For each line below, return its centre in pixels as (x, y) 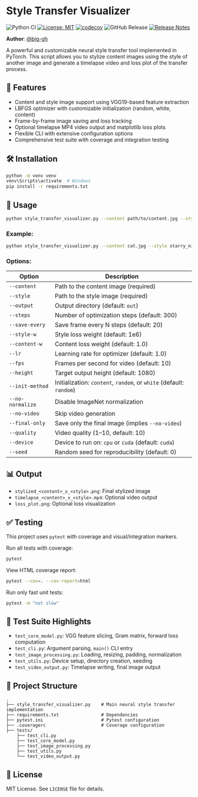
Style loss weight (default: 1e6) (98, 334)
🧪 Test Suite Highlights (49, 622)
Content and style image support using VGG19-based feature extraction (102, 102)
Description (122, 276)
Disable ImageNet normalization (99, 402)
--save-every (27, 325)
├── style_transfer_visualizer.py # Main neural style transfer (91, 705)
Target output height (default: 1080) (105, 373)
